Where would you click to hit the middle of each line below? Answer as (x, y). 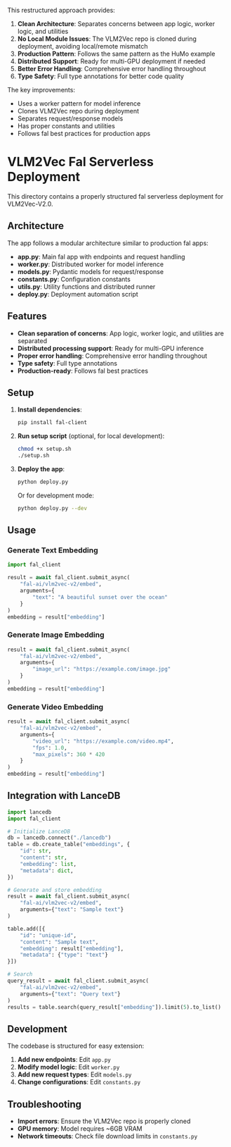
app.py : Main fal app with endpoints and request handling (101, 256)
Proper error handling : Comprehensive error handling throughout (112, 356)
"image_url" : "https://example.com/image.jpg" (102, 669)
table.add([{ (26, 929)
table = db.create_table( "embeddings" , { (69, 845)
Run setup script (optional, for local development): (91, 436)
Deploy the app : (41, 469)
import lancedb (29, 812)
